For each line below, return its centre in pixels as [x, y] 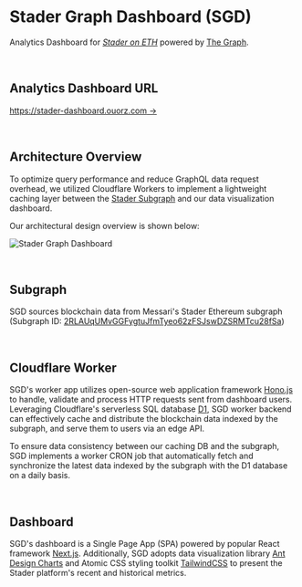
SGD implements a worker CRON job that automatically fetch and [131, 456]
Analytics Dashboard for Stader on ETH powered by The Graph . [129, 42]
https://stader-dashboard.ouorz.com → [83, 110]
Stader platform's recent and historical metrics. [98, 573]
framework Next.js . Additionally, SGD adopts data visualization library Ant [147, 553]
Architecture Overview [76, 157]
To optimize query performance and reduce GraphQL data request [135, 179]
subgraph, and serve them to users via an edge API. [107, 429]
